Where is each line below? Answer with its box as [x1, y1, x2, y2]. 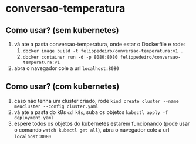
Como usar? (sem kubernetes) [5, 25, 120, 35]
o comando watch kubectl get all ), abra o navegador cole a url [13, 126, 170, 133]
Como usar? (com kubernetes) [5, 82, 120, 92]
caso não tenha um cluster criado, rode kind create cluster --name [13, 97, 180, 104]
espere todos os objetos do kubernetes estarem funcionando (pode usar [13, 120, 190, 127]
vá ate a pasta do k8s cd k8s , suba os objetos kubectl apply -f [13, 108, 168, 116]
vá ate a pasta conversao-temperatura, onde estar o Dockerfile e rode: [13, 41, 185, 48]
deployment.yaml [13, 115, 54, 120]
